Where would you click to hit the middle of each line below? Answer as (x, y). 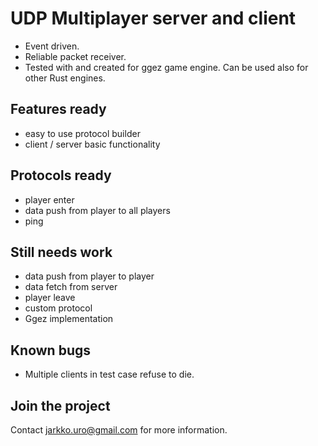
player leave (50, 298)
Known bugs (51, 350)
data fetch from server (71, 287)
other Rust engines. (65, 78)
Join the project (60, 405)
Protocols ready (61, 175)
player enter (49, 199)
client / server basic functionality (92, 144)
